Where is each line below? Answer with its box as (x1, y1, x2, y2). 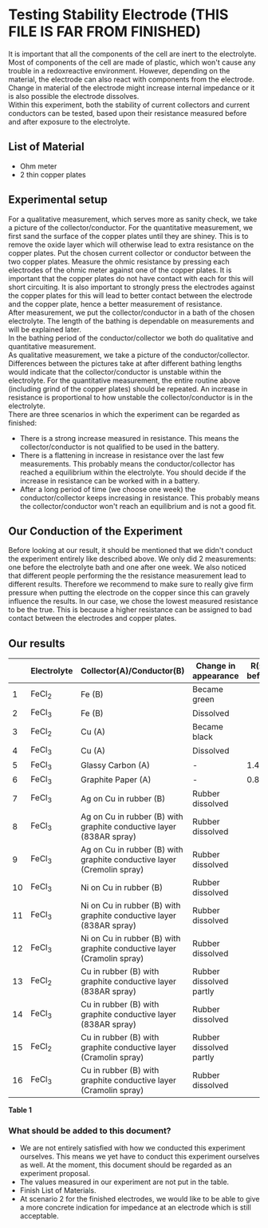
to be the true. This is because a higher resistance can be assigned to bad (8, 605, 253, 614)
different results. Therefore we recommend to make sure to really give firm (8, 579, 254, 589)
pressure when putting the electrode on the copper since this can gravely (8, 588, 250, 598)
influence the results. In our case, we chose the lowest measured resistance (8, 597, 258, 606)
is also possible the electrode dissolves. (8, 91, 140, 101)
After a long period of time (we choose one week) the (19, 484, 196, 494)
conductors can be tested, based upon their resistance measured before (8, 108, 247, 117)
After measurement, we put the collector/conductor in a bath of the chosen (8, 308, 255, 317)
